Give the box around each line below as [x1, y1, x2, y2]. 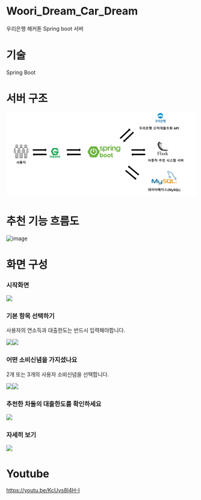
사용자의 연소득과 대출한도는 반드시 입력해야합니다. [6, 327, 126, 334]
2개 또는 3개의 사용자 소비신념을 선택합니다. [6, 370, 110, 378]
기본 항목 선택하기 [6, 312, 55, 321]
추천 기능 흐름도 [6, 214, 79, 228]
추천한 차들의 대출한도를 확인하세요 [6, 400, 102, 408]
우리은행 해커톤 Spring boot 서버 [6, 25, 84, 32]
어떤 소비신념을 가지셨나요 [6, 356, 78, 364]
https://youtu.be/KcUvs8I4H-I [6, 487, 80, 494]
